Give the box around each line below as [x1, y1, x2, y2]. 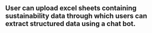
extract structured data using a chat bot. [5, 19, 136, 28]
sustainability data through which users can [5, 12, 147, 20]
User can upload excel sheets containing [5, 4, 137, 12]
